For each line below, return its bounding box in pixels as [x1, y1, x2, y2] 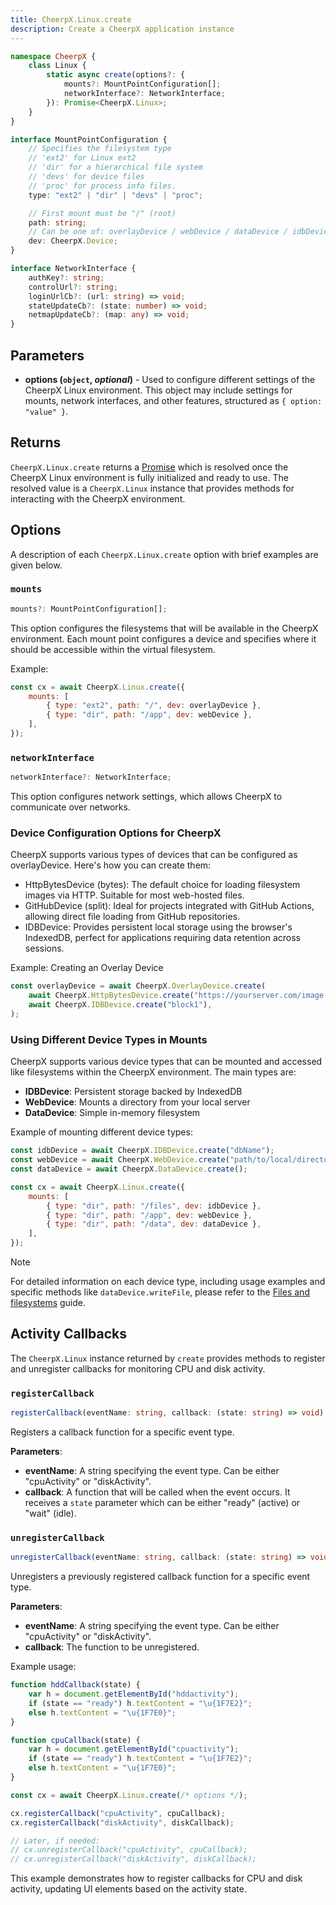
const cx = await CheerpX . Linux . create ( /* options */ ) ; [10, 1790, 248, 1800]
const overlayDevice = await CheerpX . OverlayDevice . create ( [10, 981, 267, 991]
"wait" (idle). [24, 1507, 77, 1519]
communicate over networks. [10, 801, 131, 813]
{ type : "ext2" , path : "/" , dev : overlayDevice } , [46, 701, 262, 711]
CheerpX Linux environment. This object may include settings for [24, 384, 293, 396]
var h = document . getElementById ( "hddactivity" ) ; [28, 1689, 240, 1700]
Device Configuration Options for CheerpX [10, 826, 222, 840]
